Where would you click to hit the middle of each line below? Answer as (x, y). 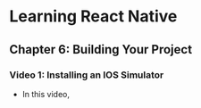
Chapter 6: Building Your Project (101, 50)
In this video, (46, 94)
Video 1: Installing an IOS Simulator (87, 75)
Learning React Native (93, 17)
